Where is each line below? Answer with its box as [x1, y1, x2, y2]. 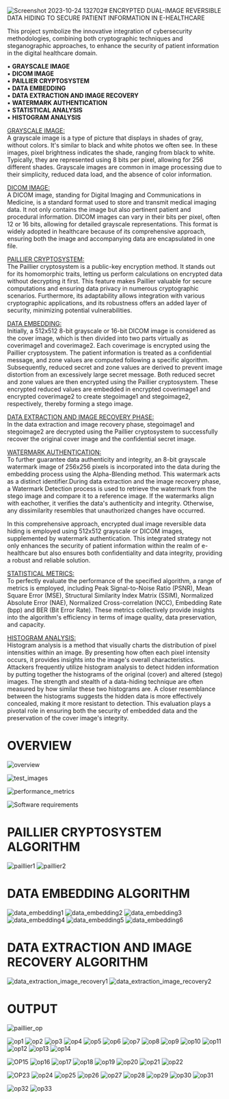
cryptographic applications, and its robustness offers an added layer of [7, 299, 207, 307]
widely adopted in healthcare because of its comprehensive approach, [7, 227, 206, 235]
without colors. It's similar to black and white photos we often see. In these [7, 141, 218, 149]
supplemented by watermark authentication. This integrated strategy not [7, 534, 212, 542]
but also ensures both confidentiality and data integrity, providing [38, 549, 223, 557]
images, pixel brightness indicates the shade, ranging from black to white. [7, 148, 215, 156]
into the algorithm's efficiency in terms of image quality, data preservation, [7, 613, 217, 621]
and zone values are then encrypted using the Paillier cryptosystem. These [7, 378, 219, 386]
